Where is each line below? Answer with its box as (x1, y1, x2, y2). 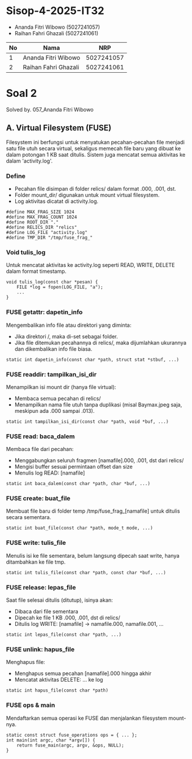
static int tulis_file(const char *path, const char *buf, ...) (6, 570, 166, 575)
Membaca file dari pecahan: (6, 446, 74, 453)
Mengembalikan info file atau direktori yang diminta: (6, 321, 132, 328)
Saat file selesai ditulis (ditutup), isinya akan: (6, 597, 113, 604)
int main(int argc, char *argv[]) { (6, 737, 95, 743)
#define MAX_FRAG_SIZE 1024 (6, 209, 75, 215)
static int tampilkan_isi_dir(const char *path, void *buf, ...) (6, 418, 169, 425)
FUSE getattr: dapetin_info (6, 308, 83, 316)
